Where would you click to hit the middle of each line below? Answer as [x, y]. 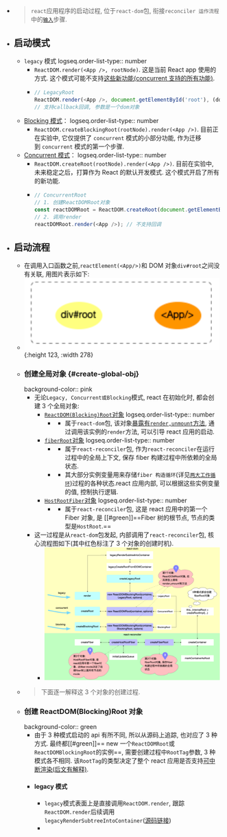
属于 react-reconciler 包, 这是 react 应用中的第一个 [136, 509]
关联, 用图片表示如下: [60, 274]
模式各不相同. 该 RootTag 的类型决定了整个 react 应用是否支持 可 [122, 761]
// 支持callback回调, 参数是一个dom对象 [87, 107]
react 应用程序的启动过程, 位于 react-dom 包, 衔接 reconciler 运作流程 [125, 11]
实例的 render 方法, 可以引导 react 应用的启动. [152, 432]
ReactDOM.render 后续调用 [80, 812]
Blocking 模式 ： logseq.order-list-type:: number [91, 121]
